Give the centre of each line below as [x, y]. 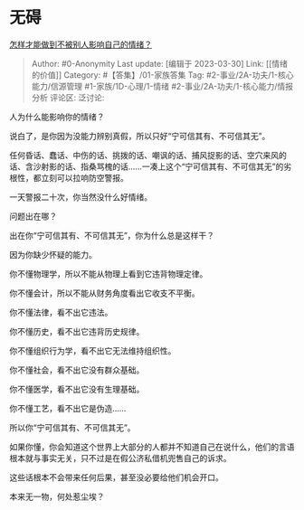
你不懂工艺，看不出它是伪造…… [68, 408]
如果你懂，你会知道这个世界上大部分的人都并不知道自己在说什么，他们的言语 [152, 447]
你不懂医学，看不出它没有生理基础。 [77, 389]
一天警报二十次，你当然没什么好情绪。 [81, 197]
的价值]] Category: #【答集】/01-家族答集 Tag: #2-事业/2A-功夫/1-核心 [162, 75]
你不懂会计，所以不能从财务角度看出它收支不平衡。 [104, 293]
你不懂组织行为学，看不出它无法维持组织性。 [93, 350]
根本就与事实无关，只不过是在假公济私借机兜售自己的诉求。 [120, 458]
